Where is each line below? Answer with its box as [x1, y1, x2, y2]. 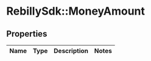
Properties [6, 29, 47, 39]
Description [54, 47, 88, 55]
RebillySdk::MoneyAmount [6, 4, 145, 18]
